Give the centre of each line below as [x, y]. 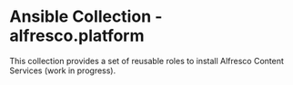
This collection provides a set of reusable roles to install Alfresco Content [147, 61]
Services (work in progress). [63, 71]
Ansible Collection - [86, 17]
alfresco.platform [77, 36]
